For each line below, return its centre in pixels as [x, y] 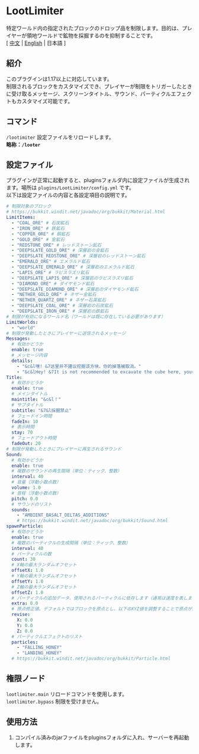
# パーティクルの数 [32, 554]
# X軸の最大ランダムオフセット [44, 565]
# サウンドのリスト [32, 504]
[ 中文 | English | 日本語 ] [36, 43]
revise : [21, 615]
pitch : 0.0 [25, 499]
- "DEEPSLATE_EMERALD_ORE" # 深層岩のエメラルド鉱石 [73, 267]
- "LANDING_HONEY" [39, 653]
